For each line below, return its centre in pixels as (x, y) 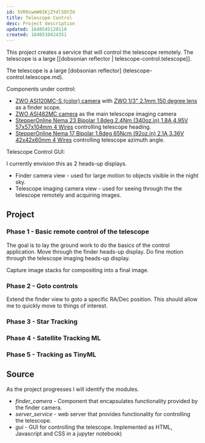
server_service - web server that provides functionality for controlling (103, 414)
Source (20, 374)
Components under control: (41, 89)
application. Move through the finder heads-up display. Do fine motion (95, 251)
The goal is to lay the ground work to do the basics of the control (88, 245)
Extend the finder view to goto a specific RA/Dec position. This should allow (102, 299)
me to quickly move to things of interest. (57, 306)
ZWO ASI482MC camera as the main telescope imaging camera (96, 114)
